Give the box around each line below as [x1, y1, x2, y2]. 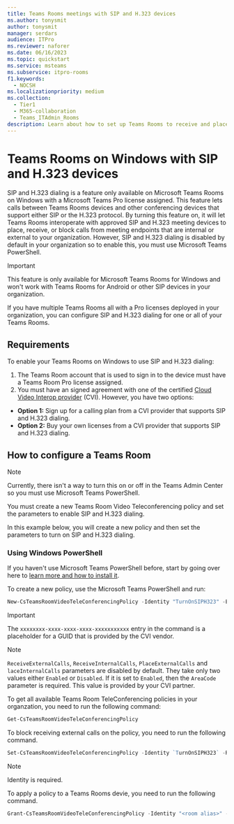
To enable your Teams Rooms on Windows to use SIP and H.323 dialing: [7, 357, 214, 366]
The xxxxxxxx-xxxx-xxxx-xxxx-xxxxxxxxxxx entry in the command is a [7, 625, 205, 633]
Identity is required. [7, 775, 63, 783]
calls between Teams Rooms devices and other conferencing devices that [7, 203, 219, 212]
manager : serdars [7, 29, 58, 37]
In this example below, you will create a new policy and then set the [7, 523, 201, 532]
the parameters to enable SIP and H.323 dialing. [7, 509, 145, 518]
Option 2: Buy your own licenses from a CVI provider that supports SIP [17, 421, 221, 430]
